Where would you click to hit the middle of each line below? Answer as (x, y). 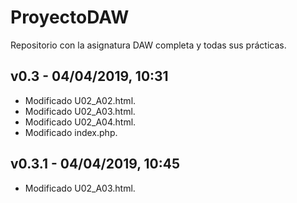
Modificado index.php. (71, 132)
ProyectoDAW (70, 17)
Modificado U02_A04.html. (80, 122)
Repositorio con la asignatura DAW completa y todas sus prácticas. (148, 45)
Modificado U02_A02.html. (80, 100)
